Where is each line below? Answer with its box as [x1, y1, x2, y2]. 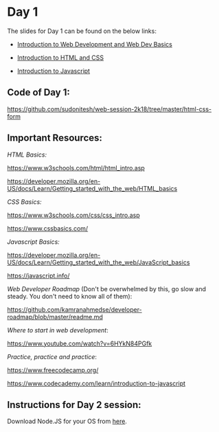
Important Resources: [7, 132, 103, 144]
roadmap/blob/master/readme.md [7, 312, 103, 321]
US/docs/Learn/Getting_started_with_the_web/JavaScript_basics [7, 258, 190, 266]
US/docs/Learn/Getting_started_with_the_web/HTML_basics [7, 184, 178, 192]
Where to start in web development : [7, 326, 108, 334]
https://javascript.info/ [7, 271, 70, 280]
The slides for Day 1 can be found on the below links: [7, 27, 157, 35]
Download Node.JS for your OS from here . [7, 417, 127, 426]
